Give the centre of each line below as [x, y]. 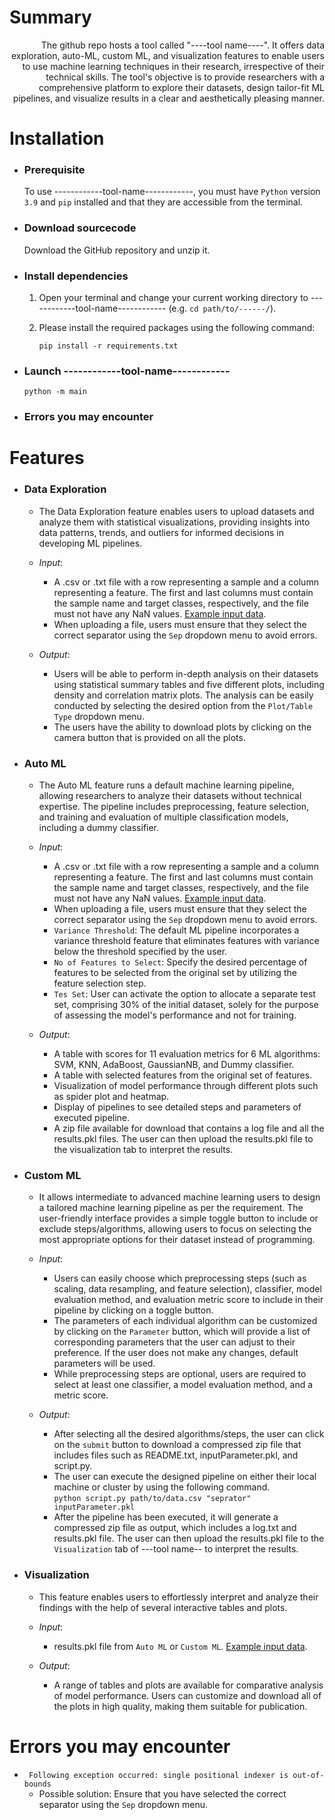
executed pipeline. [92, 1118]
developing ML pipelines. [90, 543]
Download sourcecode [80, 228]
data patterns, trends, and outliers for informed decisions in [161, 532]
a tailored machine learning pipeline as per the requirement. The [171, 1208]
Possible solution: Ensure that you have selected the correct [162, 1793]
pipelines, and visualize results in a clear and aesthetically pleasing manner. [168, 98]
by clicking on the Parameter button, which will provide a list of [182, 1332]
